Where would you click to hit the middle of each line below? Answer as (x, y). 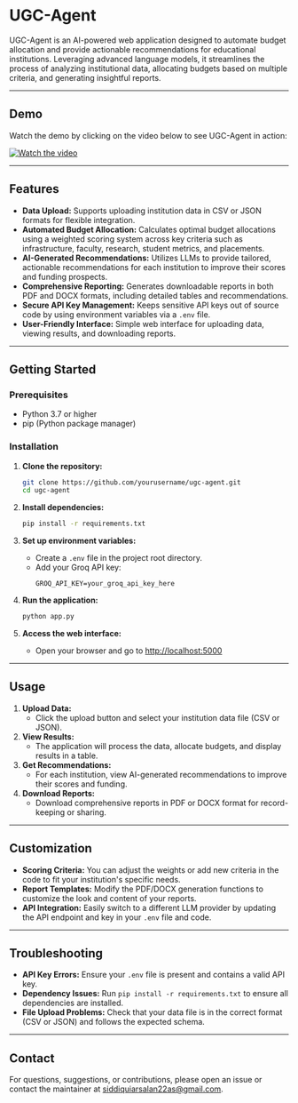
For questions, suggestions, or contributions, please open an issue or (136, 1080)
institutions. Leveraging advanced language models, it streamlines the (137, 59)
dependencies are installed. (73, 1003)
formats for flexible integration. (78, 220)
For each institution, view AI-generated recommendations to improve (161, 774)
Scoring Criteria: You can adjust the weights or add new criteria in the (150, 870)
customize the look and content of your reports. (109, 898)
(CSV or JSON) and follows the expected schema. (114, 1022)
